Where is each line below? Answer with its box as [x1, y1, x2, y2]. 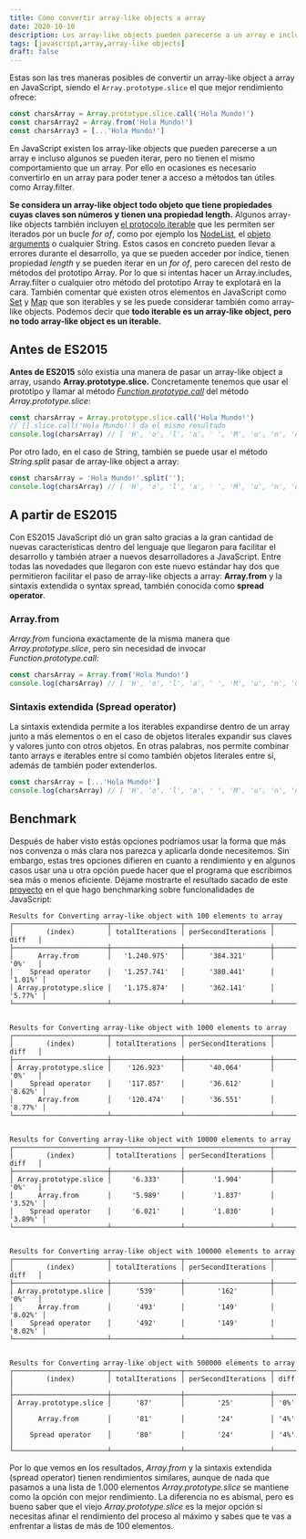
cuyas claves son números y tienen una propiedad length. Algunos [9, 209, 267, 220]
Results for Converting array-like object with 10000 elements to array [9, 1135, 291, 1144]
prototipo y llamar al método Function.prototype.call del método [9, 385, 249, 397]
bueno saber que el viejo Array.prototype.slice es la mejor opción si [9, 1501, 263, 1512]
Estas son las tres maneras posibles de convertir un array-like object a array [9, 72, 295, 83]
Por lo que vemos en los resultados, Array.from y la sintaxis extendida [9, 1461, 272, 1473]
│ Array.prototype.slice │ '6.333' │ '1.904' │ [9, 1174, 275, 1184]
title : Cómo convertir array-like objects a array [9, 13, 206, 23]
